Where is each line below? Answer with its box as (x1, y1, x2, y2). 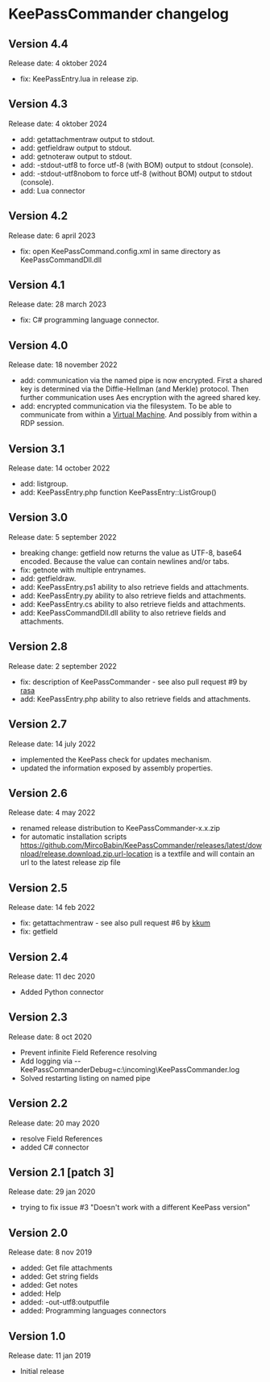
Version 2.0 (8, 1225, 69, 1239)
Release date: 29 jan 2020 (8, 1187, 96, 1196)
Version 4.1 (8, 278, 65, 292)
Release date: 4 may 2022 (8, 808, 96, 817)
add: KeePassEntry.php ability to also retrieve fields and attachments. (19, 694, 251, 704)
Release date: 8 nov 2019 (8, 1247, 93, 1257)
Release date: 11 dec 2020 (8, 971, 95, 981)
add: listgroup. (19, 479, 69, 489)
